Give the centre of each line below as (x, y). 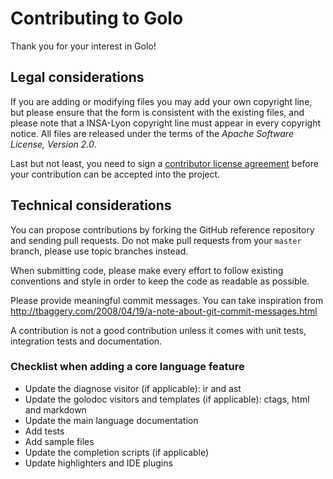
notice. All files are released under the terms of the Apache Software (152, 133)
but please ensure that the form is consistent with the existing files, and (157, 112)
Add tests (44, 431)
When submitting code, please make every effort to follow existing (147, 270)
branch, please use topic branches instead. (99, 251)
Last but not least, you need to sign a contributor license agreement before (164, 163)
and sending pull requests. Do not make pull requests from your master (156, 240)
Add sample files (59, 441)
